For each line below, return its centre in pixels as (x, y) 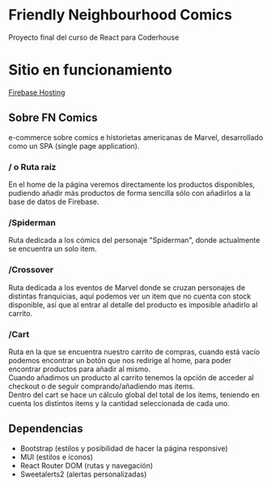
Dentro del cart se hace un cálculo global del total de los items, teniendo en (134, 395)
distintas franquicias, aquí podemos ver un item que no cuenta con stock (130, 296)
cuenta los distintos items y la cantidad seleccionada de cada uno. (119, 403)
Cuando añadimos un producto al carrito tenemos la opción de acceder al (131, 377)
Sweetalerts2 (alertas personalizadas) (83, 474)
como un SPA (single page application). (74, 146)
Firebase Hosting (37, 92)
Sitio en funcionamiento (90, 70)
